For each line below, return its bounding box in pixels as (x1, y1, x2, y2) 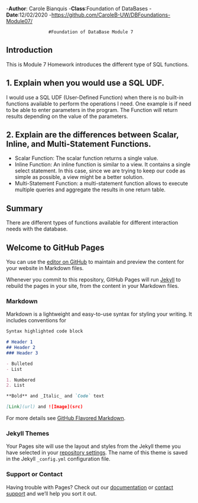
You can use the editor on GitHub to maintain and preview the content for (6, 258, 184, 265)
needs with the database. (6, 225, 68, 233)
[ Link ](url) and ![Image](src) (6, 404, 83, 410)
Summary (6, 203, 43, 213)
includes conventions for (6, 317, 67, 324)
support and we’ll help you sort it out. (6, 490, 97, 497)
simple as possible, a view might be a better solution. (14, 174, 144, 181)
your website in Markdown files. (6, 265, 84, 272)
